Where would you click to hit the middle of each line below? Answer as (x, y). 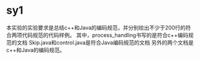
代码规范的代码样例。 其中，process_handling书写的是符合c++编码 (105, 35)
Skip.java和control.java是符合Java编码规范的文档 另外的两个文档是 (111, 42)
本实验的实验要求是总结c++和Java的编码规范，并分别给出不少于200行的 (96, 27)
